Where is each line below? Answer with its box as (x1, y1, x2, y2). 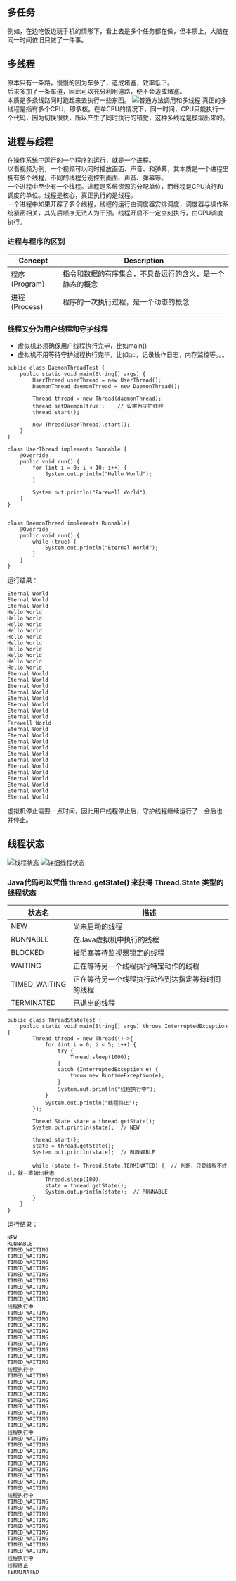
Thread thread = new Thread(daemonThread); (32, 395, 162, 403)
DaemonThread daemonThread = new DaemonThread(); (32, 383, 181, 390)
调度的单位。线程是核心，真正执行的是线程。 (7, 191, 137, 199)
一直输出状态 (22, 1170, 55, 1177)
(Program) (11, 279, 45, 289)
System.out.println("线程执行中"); (57, 1086, 157, 1093)
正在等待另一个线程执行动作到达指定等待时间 (72, 975, 221, 985)
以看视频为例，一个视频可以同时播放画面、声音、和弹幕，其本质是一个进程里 (7, 165, 229, 173)
